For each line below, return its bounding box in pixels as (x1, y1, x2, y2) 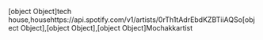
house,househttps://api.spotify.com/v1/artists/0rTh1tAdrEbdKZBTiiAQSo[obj (8, 15, 255, 24)
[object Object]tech (8, 7, 72, 16)
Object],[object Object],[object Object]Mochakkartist (20, 24, 193, 32)
